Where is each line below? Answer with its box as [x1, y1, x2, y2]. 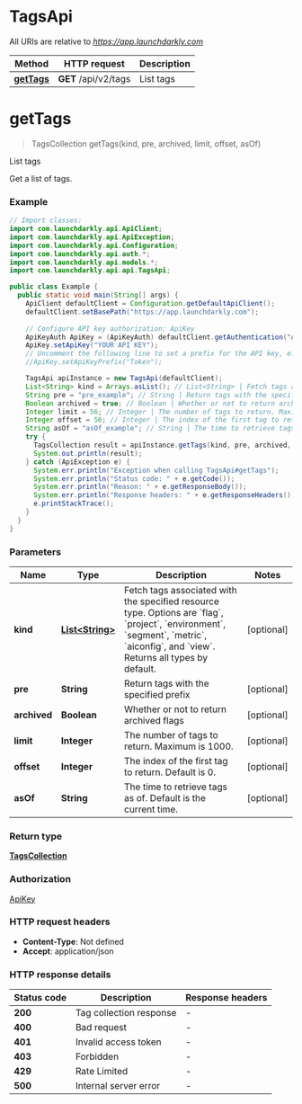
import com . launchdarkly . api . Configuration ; [9, 241, 179, 250]
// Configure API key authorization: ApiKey [25, 324, 195, 334]
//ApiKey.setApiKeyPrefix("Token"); [25, 358, 164, 367]
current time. [124, 803, 178, 815]
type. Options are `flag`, [124, 606, 225, 619]
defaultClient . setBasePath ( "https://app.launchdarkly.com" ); [25, 307, 259, 316]
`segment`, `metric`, [124, 628, 208, 641]
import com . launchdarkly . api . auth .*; [9, 249, 151, 258]
